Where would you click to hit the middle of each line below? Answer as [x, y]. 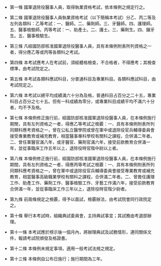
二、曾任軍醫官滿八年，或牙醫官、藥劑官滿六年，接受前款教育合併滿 [78, 142]
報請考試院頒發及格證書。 [44, 238]
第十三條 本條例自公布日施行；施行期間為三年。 [57, 259]
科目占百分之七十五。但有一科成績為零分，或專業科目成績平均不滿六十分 [82, 101]
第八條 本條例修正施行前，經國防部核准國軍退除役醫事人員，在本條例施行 [83, 159]
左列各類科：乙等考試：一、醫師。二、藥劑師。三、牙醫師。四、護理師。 [82, 24]
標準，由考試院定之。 [31, 69]
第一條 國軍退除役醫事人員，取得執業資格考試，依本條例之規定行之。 [78, 7]
